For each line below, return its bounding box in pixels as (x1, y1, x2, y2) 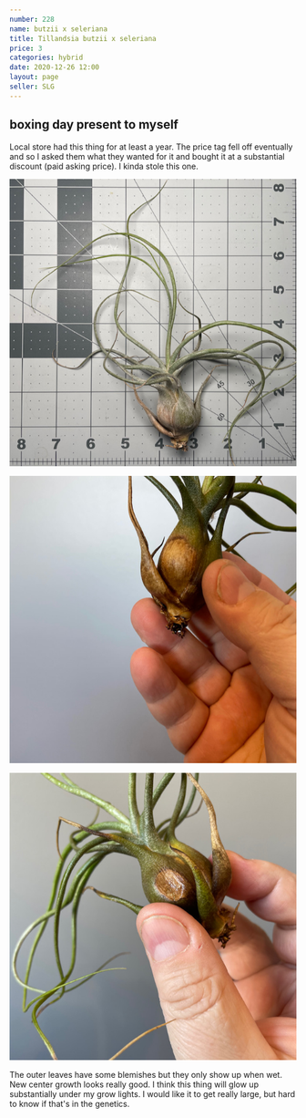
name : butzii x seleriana (9, 24, 107, 34)
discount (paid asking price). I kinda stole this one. (9, 160, 199, 171)
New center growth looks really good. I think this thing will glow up (9, 1079, 260, 1090)
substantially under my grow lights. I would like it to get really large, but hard (9, 1088, 296, 1099)
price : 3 (9, 44, 43, 53)
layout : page (9, 73, 59, 82)
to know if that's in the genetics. (9, 1098, 130, 1109)
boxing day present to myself (9, 117, 179, 132)
